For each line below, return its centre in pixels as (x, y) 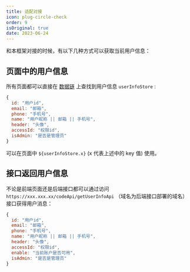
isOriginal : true (27, 28)
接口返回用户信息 (37, 174)
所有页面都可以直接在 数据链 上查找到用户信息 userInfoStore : (81, 86)
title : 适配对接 (24, 11)
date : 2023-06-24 (27, 33)
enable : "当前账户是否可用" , (44, 253)
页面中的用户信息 (37, 71)
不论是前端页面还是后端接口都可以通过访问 (58, 189)
